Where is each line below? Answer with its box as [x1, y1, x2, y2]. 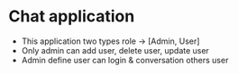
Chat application [8, 6, 135, 27]
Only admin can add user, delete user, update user [21, 45, 209, 55]
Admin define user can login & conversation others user [21, 54, 229, 65]
